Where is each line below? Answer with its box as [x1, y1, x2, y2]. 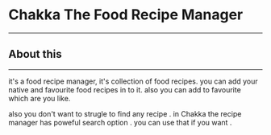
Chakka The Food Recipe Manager [8, 6, 244, 24]
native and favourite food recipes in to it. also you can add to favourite [8, 84, 242, 94]
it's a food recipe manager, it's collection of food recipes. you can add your [8, 76, 258, 86]
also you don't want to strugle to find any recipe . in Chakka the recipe [8, 108, 242, 118]
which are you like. [8, 93, 71, 103]
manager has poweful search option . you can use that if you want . [8, 117, 232, 127]
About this [8, 47, 62, 61]
